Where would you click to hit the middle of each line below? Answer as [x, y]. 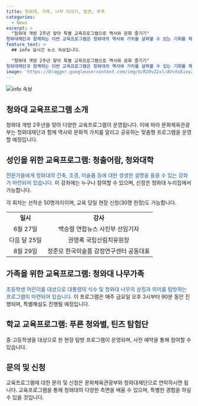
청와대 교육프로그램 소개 [47, 109]
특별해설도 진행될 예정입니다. [56, 304]
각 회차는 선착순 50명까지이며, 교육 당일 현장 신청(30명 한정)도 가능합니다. [91, 202]
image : [14, 71]
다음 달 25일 [26, 240]
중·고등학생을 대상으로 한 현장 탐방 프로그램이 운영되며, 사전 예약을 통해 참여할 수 [99, 339]
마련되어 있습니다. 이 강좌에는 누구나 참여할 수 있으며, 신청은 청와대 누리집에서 [102, 183]
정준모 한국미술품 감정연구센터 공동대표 [99, 251]
